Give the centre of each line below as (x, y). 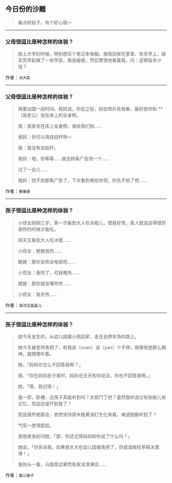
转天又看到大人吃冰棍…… (44, 240)
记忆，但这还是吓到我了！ (45, 404)
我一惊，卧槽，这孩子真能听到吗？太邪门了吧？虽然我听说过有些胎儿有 (92, 397)
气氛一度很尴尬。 (36, 425)
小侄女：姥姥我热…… (40, 251)
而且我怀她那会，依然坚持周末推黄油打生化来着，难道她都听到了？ (87, 415)
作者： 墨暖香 (18, 191)
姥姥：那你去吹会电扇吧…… (46, 262)
